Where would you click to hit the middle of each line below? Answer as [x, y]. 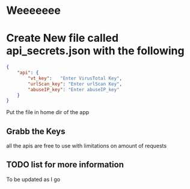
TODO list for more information [65, 165]
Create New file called [63, 38]
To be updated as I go [33, 179]
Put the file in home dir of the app [48, 112]
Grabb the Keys [36, 131]
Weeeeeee [34, 11]
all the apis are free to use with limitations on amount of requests [87, 146]
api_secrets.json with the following [95, 51]
